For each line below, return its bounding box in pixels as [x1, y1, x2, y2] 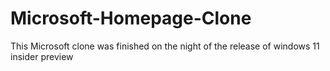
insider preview [10, 50, 74, 62]
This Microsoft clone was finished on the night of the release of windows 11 [10, 40, 320, 52]
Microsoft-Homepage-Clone [10, 7, 252, 30]
